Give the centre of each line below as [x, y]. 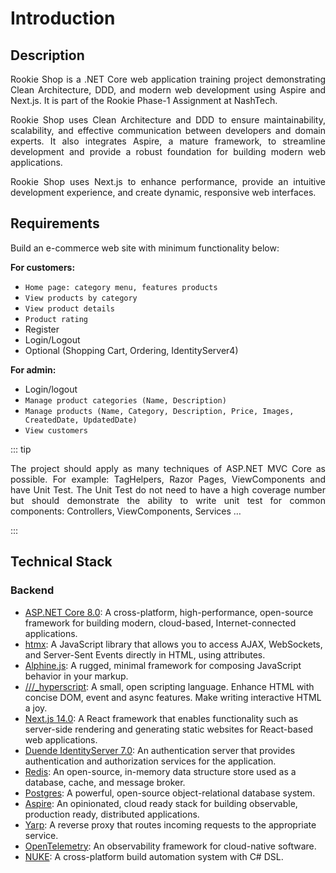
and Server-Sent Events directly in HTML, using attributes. [145, 654]
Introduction [63, 18]
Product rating [56, 319]
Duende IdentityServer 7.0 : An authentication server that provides [160, 750]
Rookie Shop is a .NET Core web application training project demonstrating [168, 79]
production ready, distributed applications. [112, 814]
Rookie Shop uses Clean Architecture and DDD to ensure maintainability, [168, 120]
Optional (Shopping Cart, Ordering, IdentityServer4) [131, 350]
